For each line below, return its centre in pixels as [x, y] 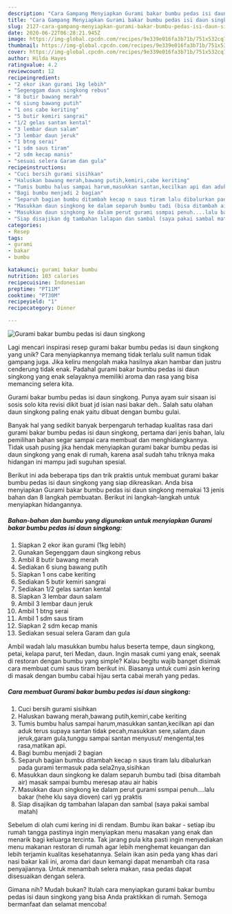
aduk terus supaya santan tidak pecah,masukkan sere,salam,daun [112, 731]
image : [17, 39]
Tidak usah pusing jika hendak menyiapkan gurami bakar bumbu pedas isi [113, 447]
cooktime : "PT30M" [34, 295]
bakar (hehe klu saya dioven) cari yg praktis [80, 797]
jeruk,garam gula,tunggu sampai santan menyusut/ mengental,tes [111, 738]
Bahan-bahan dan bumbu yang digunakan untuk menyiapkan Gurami [110, 520]
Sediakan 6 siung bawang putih [62, 567]
